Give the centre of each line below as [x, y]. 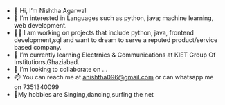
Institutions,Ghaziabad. [46, 62]
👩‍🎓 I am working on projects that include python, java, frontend [103, 32]
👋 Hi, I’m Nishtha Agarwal [50, 11]
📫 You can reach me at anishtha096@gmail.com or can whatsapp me [114, 77]
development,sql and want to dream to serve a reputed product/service [116, 40]
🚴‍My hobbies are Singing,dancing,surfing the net [84, 94]
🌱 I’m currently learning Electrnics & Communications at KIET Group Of [115, 55]
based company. [38, 47]
